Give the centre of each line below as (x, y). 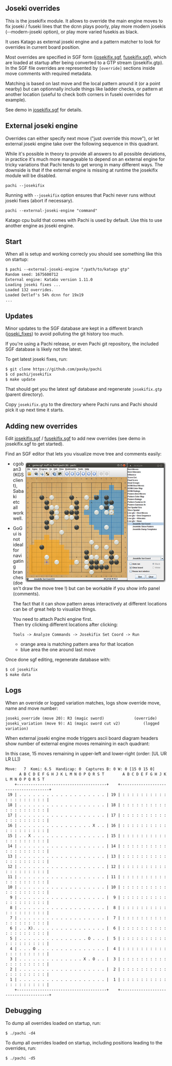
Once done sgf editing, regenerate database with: (58, 660)
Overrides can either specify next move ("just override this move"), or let (82, 138)
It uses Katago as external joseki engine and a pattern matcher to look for (83, 42)
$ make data (18, 675)
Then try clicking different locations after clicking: (65, 625)
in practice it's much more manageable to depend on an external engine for (85, 159)
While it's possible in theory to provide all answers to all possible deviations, (86, 154)
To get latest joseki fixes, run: (36, 359)
